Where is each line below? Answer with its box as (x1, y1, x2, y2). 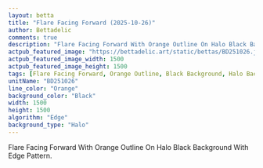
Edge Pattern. (8, 151, 52, 160)
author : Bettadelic (8, 26, 72, 34)
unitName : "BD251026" (8, 77, 79, 85)
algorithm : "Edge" (8, 114, 68, 122)
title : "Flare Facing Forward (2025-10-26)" (8, 19, 156, 27)
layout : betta (8, 11, 55, 20)
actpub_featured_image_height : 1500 (8, 63, 128, 71)
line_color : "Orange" (8, 84, 79, 93)
